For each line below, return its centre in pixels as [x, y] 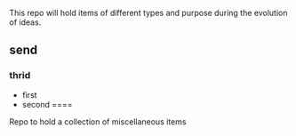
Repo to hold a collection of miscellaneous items [98, 121]
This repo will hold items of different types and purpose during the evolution [148, 13]
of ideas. [25, 22]
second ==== [47, 104]
